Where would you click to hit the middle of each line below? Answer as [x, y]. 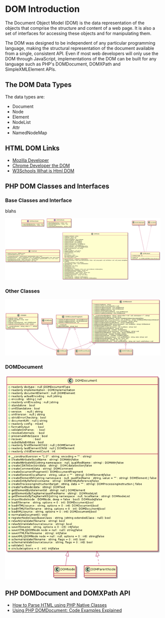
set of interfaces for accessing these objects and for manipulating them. [78, 33]
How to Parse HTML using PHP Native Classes [59, 605]
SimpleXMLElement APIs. [31, 69]
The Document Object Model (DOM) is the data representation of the [75, 23]
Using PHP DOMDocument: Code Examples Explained [67, 611]
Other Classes [23, 291]
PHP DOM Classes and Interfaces [57, 186]
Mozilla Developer [31, 160]
